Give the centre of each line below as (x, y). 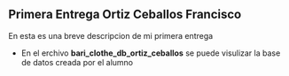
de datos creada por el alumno (77, 62)
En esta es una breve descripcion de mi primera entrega (111, 35)
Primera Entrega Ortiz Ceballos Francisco (125, 15)
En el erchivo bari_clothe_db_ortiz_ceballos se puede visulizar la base (151, 53)
